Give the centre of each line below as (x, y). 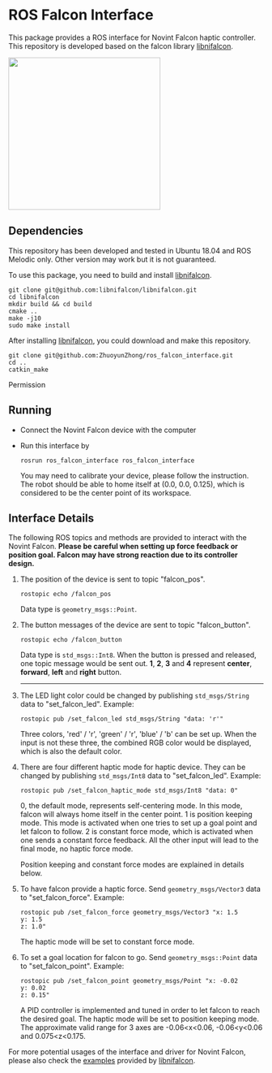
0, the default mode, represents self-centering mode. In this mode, (131, 806)
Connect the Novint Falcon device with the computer (108, 430)
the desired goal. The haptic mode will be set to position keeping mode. (139, 1019)
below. (31, 873)
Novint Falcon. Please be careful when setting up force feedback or (123, 547)
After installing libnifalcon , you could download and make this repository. (130, 340)
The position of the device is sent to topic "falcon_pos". (113, 579)
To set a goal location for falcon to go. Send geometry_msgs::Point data (138, 958)
